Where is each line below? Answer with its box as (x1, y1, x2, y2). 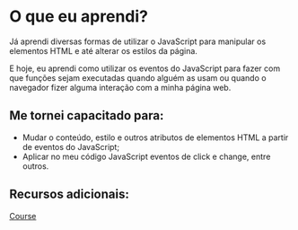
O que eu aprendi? (9, 6, 148, 27)
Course (9, 210, 37, 221)
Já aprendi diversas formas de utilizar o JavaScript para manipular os (9, 36, 267, 47)
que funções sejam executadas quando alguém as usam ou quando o (9, 72, 267, 83)
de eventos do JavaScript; (22, 141, 119, 152)
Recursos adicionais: (9, 187, 130, 202)
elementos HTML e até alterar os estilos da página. (9, 45, 197, 56)
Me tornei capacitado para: (9, 108, 164, 123)
